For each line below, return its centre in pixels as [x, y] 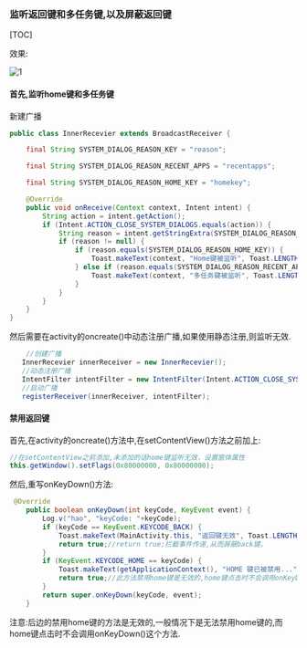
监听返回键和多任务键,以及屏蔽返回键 [90, 14]
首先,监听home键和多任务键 [62, 94]
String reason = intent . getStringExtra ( [136, 233]
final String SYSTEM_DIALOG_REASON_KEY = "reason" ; [126, 150]
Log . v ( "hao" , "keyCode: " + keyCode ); [112, 519]
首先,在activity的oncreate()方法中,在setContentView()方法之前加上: [135, 440]
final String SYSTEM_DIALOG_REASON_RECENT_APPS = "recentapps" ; [151, 166]
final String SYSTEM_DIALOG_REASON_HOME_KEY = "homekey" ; [138, 183]
